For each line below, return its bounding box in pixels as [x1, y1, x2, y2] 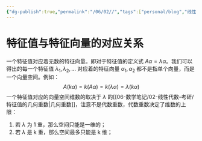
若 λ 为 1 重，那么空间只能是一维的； [14, 121, 107, 128]
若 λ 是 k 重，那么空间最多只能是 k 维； [14, 128, 113, 136]
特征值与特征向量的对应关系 [6, 37, 144, 50]
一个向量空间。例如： [6, 73, 59, 81]
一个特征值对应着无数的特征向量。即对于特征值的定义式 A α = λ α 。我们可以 [6, 58, 193, 65]
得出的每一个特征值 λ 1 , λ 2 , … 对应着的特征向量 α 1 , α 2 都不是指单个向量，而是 [6, 65, 195, 74]
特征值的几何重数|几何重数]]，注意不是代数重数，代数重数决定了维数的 [6, 101, 181, 108]
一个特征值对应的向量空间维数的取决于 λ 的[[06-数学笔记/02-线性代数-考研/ [6, 94, 194, 101]
